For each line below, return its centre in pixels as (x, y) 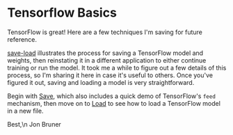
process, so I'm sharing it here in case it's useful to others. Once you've (110, 75)
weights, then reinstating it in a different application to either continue (107, 60)
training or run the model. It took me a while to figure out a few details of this (117, 67)
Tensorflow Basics (62, 13)
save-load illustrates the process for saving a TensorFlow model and (105, 53)
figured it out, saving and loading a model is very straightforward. (101, 82)
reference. (22, 39)
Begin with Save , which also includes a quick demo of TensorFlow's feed (111, 96)
